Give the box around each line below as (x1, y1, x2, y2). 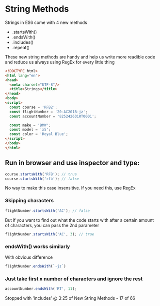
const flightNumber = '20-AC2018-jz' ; (9, 109, 88, 114)
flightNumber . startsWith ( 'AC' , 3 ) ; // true (5, 231, 95, 237)
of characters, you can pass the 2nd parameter (5, 222, 99, 228)
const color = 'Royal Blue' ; (9, 132, 68, 137)
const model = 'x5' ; (9, 127, 51, 132)
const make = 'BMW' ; (9, 123, 51, 128)
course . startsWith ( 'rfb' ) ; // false (5, 176, 79, 181)
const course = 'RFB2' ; (9, 105, 57, 110)
